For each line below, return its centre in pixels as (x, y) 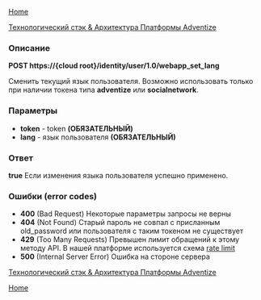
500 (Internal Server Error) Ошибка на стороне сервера (115, 256)
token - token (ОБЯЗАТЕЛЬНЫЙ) (76, 128)
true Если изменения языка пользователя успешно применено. (118, 175)
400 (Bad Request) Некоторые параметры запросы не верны (126, 214)
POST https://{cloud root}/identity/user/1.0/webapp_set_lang (114, 66)
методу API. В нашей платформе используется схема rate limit (128, 248)
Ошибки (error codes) (53, 196)
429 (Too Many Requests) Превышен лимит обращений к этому (130, 240)
